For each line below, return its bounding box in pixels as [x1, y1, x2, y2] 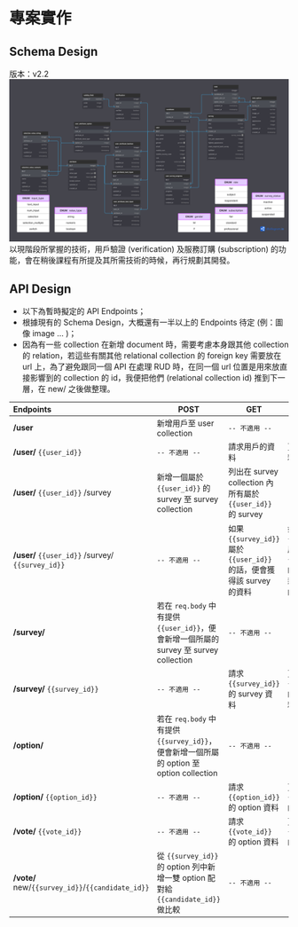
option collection [156, 768, 218, 779]
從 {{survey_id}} [156, 851, 219, 861]
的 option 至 [156, 758, 200, 768]
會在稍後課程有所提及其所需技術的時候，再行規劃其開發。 [24, 255, 235, 266]
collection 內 [227, 477, 274, 488]
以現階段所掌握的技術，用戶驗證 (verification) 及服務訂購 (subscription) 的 [9, 244, 279, 255]
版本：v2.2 [9, 68, 49, 79]
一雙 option [164, 873, 206, 884]
